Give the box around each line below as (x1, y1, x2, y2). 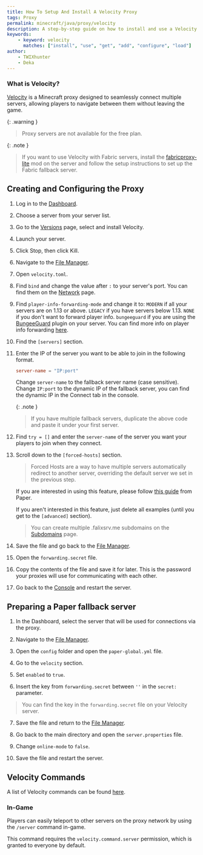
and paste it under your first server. (30, 421, 119, 429)
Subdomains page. (30, 531, 78, 538)
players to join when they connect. (15, 440, 102, 447)
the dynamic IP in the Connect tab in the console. (15, 392, 139, 399)
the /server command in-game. (7, 823, 86, 831)
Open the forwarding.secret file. (15, 554, 98, 562)
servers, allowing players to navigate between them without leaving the (7, 99, 185, 107)
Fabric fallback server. (21, 166, 78, 173)
